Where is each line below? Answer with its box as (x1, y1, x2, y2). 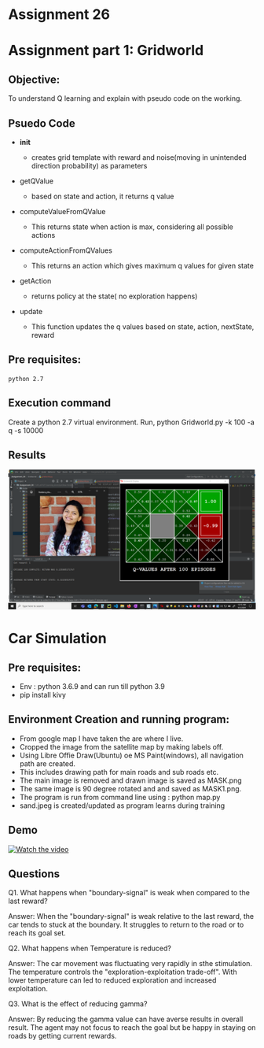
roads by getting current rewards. (8, 1031, 117, 1041)
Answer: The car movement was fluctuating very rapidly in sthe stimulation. (8, 959, 253, 968)
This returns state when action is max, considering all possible (31, 222, 233, 231)
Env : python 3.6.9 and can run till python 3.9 (19, 681, 165, 691)
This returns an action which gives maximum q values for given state (31, 261, 254, 270)
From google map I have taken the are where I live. (19, 734, 184, 743)
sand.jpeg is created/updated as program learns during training (19, 801, 225, 810)
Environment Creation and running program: (8, 713, 230, 726)
